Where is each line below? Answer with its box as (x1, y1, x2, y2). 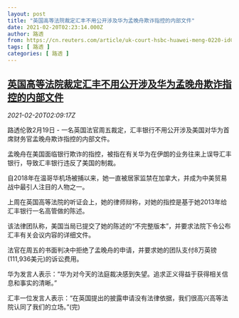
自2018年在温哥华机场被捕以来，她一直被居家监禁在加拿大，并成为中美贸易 (7, 174, 228, 182)
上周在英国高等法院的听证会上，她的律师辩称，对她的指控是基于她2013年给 (7, 197, 228, 206)
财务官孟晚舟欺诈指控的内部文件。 (13, 134, 114, 143)
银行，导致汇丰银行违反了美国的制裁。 (7, 158, 119, 167)
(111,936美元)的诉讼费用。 (7, 254, 83, 263)
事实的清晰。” (19, 278, 58, 287)
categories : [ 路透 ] (7, 51, 70, 58)
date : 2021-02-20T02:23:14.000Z (7, 23, 103, 31)
